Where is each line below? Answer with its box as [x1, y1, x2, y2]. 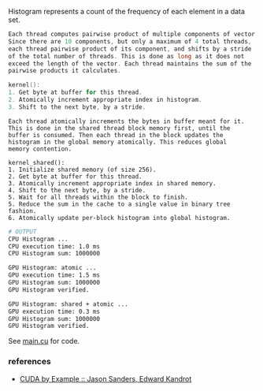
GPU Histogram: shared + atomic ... [8, 300, 128, 308]
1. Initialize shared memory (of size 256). [8, 166, 157, 173]
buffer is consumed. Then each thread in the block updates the [8, 131, 224, 139]
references [8, 356, 51, 367]
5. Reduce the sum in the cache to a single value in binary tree [8, 200, 231, 208]
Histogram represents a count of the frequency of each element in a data [8, 7, 246, 16]
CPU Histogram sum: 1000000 [8, 250, 101, 258]
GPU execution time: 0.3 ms [8, 307, 101, 315]
